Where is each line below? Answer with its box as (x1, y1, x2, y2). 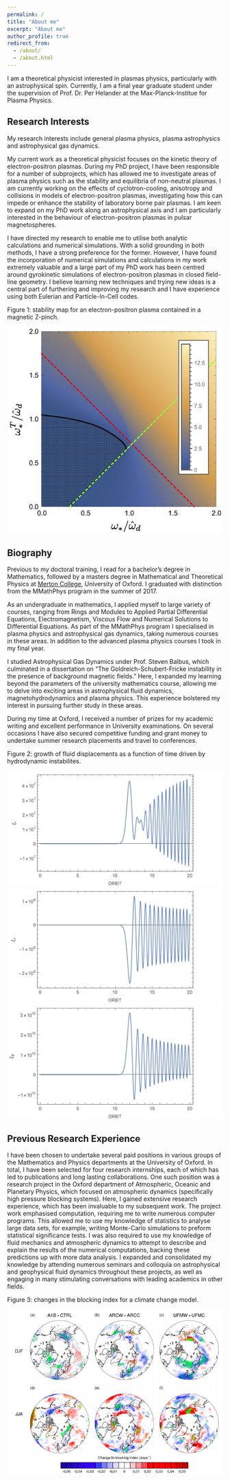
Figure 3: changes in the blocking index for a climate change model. (7, 1296, 199, 1304)
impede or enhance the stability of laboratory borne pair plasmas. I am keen (7, 198, 221, 207)
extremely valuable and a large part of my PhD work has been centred (7, 263, 205, 271)
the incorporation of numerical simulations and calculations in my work (7, 255, 207, 264)
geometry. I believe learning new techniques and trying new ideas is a (18, 277, 216, 286)
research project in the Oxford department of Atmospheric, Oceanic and (7, 1180, 211, 1188)
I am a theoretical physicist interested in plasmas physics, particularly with (7, 74, 217, 82)
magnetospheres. (7, 220, 57, 229)
